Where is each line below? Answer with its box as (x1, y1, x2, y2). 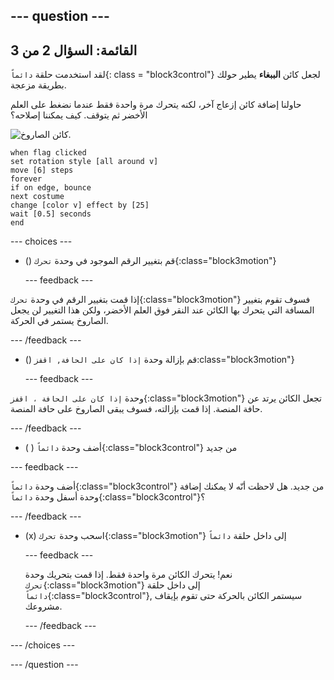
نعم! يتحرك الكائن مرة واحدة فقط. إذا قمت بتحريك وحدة (24, 569, 233, 581)
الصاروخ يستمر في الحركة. (10, 315, 109, 327)
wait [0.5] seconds (10, 209, 92, 219)
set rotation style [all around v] (10, 157, 159, 167)
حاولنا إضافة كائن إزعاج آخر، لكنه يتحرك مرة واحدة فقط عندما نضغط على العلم (10, 99, 302, 111)
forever (10, 174, 43, 184)
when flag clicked (10, 148, 87, 158)
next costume (10, 192, 65, 202)
